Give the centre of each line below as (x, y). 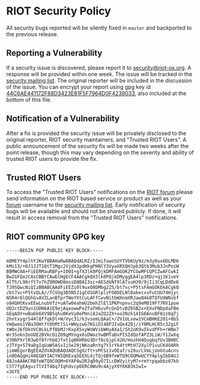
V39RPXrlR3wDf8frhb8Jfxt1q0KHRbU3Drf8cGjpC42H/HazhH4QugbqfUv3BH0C (93, 340)
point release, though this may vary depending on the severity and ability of (100, 152)
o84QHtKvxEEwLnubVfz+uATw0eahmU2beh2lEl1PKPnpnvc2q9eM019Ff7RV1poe (93, 303)
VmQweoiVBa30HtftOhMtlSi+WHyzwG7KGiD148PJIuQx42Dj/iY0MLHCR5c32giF (93, 324)
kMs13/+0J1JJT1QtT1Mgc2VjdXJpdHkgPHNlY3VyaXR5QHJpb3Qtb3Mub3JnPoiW (93, 266)
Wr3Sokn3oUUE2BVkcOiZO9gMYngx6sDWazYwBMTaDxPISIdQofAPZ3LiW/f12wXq (93, 335)
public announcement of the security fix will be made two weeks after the (98, 146)
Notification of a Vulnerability (63, 119)
